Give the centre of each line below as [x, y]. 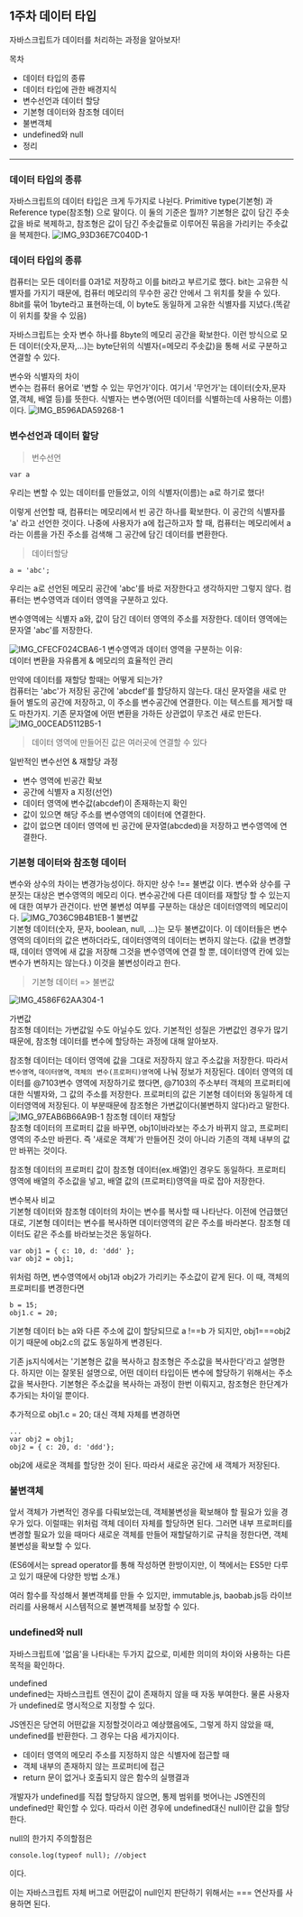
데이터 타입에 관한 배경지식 [69, 89]
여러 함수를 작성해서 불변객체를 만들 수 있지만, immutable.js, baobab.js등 [139, 1596]
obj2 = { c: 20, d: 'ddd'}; [62, 1447]
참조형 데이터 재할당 [140, 1116]
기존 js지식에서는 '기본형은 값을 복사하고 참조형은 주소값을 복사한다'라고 [135, 1361]
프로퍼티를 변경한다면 [47, 1288]
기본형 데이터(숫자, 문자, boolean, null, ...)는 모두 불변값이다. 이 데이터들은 [140, 929]
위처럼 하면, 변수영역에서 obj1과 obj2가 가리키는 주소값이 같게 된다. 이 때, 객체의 [150, 1276]
